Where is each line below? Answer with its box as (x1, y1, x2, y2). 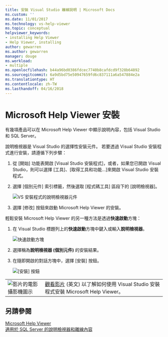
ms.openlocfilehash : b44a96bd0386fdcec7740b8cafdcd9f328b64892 (5, 68, 140, 73)
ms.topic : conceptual (5, 26, 50, 31)
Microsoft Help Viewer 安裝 (5, 109, 120, 120)
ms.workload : (5, 58, 32, 63)
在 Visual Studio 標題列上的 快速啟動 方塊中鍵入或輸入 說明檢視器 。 (12, 226, 147, 232)
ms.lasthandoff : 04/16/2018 (5, 86, 64, 91)
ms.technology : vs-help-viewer (5, 21, 70, 26)
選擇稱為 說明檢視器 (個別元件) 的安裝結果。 (12, 247, 101, 253)
